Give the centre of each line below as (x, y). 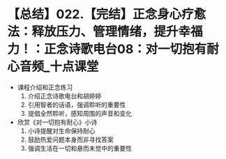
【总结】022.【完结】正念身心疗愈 (107, 14)
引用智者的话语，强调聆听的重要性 (77, 105)
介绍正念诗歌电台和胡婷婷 (65, 96)
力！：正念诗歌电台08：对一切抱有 (107, 49)
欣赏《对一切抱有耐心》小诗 (57, 122)
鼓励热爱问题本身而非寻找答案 (70, 139)
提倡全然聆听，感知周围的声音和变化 (80, 113)
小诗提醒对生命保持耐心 (61, 130)
